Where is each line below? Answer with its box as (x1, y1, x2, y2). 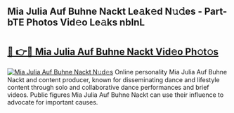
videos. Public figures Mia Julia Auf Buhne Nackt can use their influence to (7, 91, 224, 99)
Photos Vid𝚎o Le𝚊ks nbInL (26, 17, 145, 29)
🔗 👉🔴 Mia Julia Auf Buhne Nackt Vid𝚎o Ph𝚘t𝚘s (7, 46, 219, 58)
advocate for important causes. (7, 98, 98, 106)
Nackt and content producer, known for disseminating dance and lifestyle (7, 76, 220, 84)
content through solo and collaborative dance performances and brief (7, 84, 209, 91)
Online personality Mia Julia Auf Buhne (115, 68, 228, 76)
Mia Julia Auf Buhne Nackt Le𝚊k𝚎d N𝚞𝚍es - (7, 6, 202, 18)
